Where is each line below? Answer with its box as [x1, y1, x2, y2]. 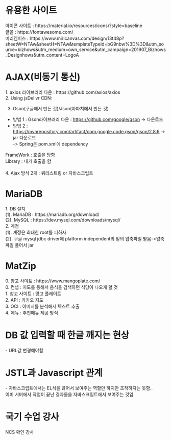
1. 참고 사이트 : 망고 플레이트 [5, 290, 62, 297]
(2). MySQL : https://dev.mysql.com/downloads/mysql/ [5, 216, 121, 223]
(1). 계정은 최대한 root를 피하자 [5, 229, 66, 235]
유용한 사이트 [5, 5, 57, 16]
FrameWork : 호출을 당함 [5, 152, 55, 158]
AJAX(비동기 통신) [5, 71, 81, 83]
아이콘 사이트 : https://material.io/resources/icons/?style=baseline [5, 22, 143, 29]
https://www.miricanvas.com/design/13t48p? [30, 35, 125, 41]
